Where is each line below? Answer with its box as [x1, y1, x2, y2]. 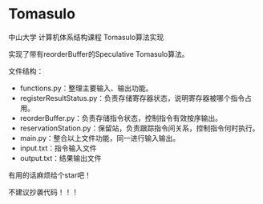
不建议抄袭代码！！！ [8, 187, 79, 197]
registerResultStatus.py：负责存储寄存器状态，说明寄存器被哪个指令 [19, 93, 245, 102]
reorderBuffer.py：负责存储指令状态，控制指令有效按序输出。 [19, 113, 223, 122]
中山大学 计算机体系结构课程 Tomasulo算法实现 [8, 32, 164, 42]
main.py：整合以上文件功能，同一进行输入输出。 [19, 133, 180, 142]
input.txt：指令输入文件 [19, 143, 97, 153]
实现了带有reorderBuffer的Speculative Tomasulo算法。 [8, 49, 189, 58]
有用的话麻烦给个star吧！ [8, 170, 92, 180]
